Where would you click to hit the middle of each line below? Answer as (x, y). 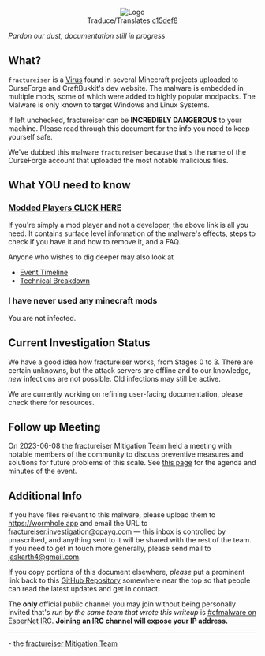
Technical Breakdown (55, 281)
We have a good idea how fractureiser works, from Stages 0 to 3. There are (131, 362)
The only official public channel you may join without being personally (122, 604)
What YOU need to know (70, 185)
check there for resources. (51, 402)
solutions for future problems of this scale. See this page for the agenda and (132, 463)
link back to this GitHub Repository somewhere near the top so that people (129, 580)
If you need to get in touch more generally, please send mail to (110, 549)
